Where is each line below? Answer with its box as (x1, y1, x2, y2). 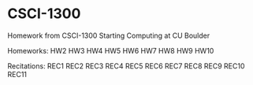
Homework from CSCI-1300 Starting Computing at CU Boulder (7, 31, 210, 40)
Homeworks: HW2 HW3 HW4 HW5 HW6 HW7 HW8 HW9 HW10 (7, 46, 214, 55)
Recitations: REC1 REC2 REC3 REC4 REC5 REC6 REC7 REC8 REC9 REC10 (7, 61, 245, 71)
